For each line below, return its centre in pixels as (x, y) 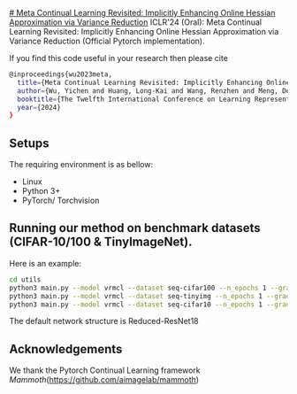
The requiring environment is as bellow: (81, 165)
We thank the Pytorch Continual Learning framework (105, 370)
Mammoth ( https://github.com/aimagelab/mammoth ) (104, 380)
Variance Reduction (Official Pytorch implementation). (107, 41)
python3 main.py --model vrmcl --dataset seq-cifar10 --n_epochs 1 (136, 305)
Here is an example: (46, 263)
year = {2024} (39, 107)
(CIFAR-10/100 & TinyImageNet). (101, 242)
